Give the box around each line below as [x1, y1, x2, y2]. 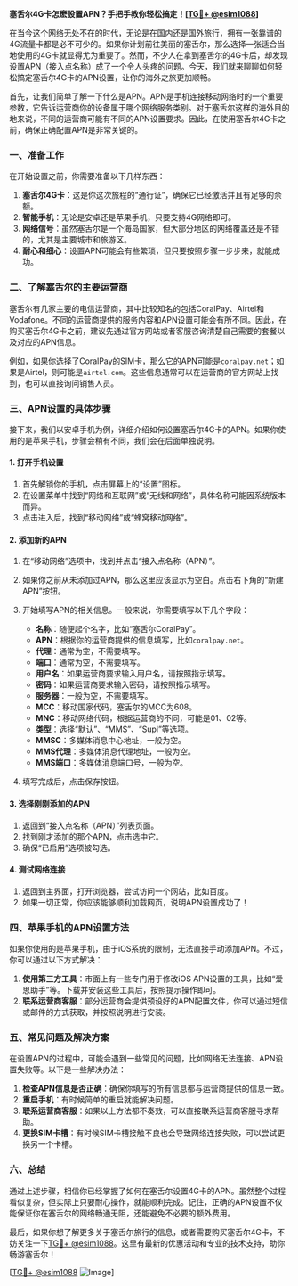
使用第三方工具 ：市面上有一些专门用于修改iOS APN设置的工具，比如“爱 [21, 973, 284, 984]
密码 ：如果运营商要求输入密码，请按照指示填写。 [35, 679, 215, 690]
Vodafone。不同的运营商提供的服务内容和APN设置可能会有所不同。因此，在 [9, 314, 287, 324]
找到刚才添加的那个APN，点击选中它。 [21, 831, 164, 841]
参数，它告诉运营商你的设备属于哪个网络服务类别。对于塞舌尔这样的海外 [9, 102, 274, 112]
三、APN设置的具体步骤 [9, 402, 111, 414]
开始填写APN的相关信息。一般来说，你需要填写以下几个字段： [21, 605, 249, 616]
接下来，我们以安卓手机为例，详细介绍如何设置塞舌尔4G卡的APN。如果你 [9, 423, 278, 435]
